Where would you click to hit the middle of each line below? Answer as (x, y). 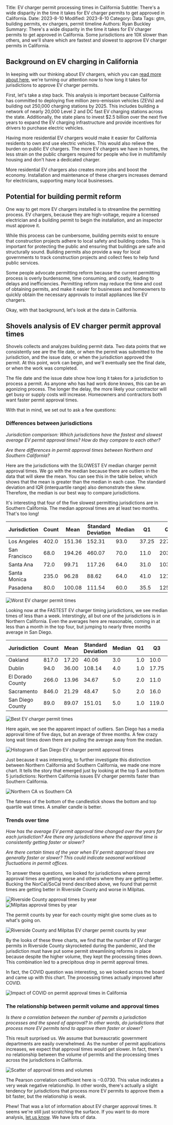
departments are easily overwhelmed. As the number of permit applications (86, 1044)
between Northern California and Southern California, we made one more (83, 765)
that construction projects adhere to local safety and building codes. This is (86, 241)
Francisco (20, 556)
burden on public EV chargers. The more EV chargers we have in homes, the (87, 149)
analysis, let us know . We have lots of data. (51, 1117)
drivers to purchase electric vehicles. (45, 127)
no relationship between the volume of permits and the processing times (83, 1055)
